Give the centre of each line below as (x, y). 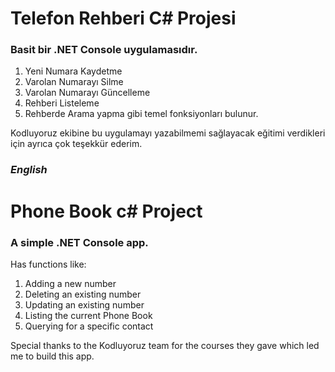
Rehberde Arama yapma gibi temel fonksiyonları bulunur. (141, 114)
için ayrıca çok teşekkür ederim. (76, 144)
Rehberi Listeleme (62, 103)
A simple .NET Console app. (79, 242)
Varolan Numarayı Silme (74, 82)
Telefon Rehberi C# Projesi (123, 18)
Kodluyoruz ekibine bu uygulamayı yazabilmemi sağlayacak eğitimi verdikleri (168, 133)
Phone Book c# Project (106, 211)
